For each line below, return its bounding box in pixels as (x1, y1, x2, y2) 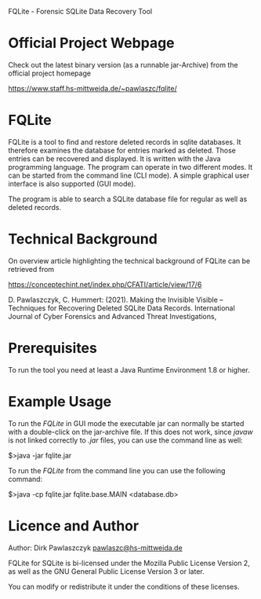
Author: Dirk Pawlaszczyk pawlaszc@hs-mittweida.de (8, 542, 183, 553)
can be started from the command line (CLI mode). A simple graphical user (8, 171, 250, 180)
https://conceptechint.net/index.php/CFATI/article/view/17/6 (8, 279, 202, 289)
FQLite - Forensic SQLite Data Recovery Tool (8, 7, 153, 16)
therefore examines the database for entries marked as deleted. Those (8, 145, 237, 155)
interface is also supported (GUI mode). (8, 178, 136, 188)
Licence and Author (8, 516, 140, 535)
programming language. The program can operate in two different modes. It (8, 162, 253, 171)
